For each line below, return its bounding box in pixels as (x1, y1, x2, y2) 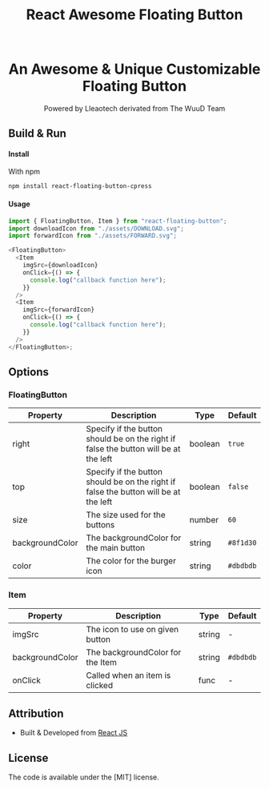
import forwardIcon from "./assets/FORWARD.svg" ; (8, 232, 178, 240)
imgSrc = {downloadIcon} (22, 262, 98, 270)
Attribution (8, 707, 64, 720)
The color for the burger (86, 555, 176, 567)
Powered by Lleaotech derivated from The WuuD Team (43, 103, 226, 113)
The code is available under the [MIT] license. (8, 772, 160, 782)
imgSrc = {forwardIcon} (22, 306, 94, 314)
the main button (86, 543, 146, 554)
